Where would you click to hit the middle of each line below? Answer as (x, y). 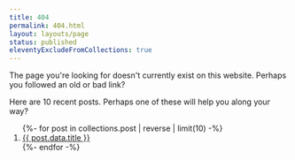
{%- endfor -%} (51, 148)
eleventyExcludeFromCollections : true (81, 50)
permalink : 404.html (47, 26)
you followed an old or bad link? (67, 85)
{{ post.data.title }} (56, 138)
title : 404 (29, 17)
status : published (43, 42)
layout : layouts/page (49, 34)
